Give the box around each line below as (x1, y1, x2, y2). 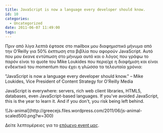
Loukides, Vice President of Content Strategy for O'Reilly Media (5, 78, 133, 84)
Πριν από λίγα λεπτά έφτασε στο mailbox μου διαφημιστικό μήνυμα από (5, 43, 152, 49)
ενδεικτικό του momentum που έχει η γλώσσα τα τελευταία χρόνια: (5, 64, 143, 70)
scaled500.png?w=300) (5, 113, 54, 118)
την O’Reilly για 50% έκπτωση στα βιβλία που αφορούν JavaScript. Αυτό (5, 48, 153, 54)
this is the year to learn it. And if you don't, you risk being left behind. (5, 98, 144, 104)
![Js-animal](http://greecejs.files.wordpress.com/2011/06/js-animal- (5, 108, 142, 114)
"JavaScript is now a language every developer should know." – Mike (5, 74, 143, 79)
